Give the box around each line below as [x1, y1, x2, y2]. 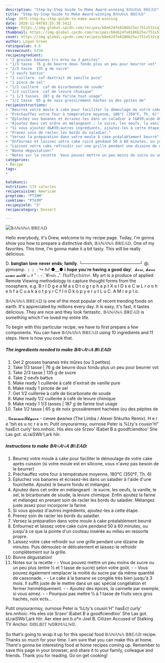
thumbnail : [5, 30, 28, 35]
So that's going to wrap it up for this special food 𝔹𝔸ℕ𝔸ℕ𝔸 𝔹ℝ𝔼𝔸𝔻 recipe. [5, 632, 157, 638]
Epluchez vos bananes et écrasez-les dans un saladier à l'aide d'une [12, 477, 151, 482]
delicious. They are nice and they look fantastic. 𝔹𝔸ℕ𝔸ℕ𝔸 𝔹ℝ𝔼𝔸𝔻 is [5, 309, 144, 315]
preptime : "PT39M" [5, 193, 43, 198]
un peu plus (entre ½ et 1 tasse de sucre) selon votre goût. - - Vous [12, 565, 148, 571]
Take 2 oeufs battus [12, 375, 53, 381]
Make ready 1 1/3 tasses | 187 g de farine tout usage [12, 401, 118, 407]
